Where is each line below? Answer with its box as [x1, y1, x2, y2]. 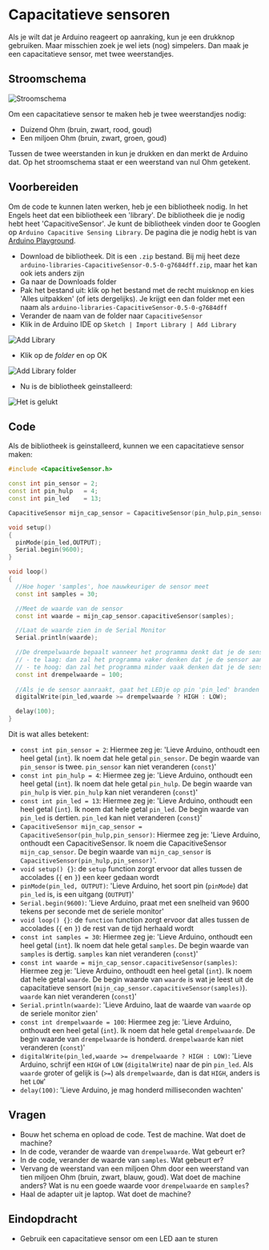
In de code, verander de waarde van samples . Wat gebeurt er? [19, 1155, 224, 1164]
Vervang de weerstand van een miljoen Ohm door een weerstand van [19, 1164, 250, 1173]
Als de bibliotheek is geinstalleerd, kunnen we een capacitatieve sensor [8, 441, 244, 451]
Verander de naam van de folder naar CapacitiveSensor [19, 311, 203, 320]
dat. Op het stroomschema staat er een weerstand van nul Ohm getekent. [8, 157, 251, 167]
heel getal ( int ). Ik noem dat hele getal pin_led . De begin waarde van [19, 805, 249, 814]
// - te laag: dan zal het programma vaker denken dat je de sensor [15, 656, 249, 664]
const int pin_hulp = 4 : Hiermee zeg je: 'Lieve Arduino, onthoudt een [19, 770, 253, 780]
